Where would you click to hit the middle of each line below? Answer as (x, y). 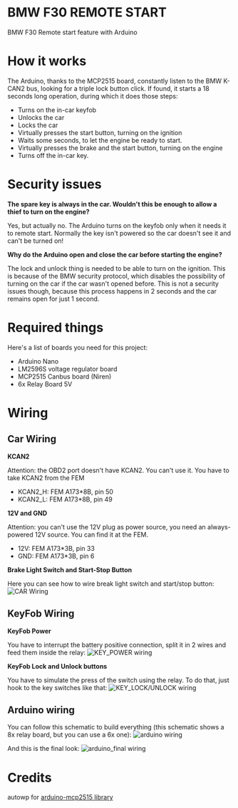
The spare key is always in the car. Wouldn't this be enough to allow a (112, 204)
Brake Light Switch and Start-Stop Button (70, 569)
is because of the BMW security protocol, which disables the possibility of (117, 276)
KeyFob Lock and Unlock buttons (57, 666)
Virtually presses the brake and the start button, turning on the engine (120, 148)
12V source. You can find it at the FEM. (92, 534)
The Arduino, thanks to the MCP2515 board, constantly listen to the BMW (115, 81)
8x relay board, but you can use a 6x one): (69, 735)
